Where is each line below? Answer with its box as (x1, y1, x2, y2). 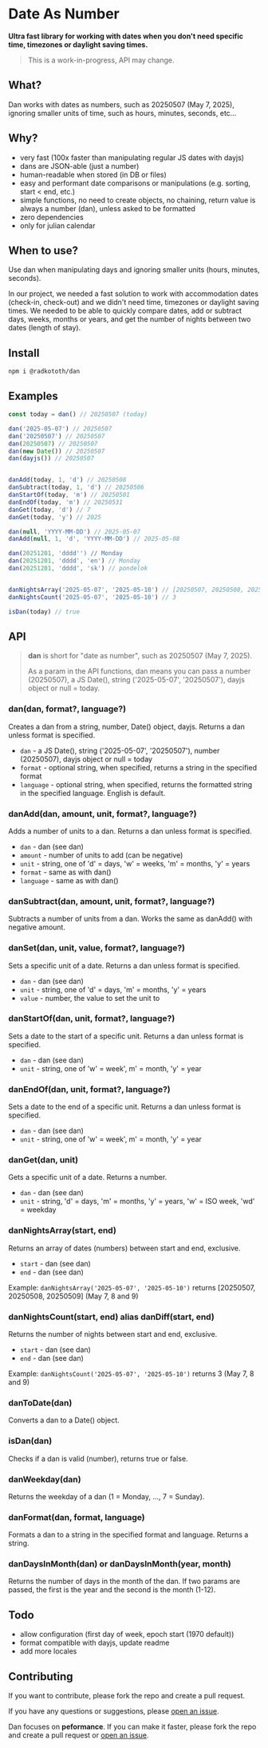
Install (8, 346, 40, 360)
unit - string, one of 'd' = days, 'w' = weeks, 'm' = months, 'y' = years (19, 858, 250, 868)
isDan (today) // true (8, 607, 81, 616)
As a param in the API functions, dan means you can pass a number (27, 666, 251, 676)
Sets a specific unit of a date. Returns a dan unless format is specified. (8, 961, 241, 970)
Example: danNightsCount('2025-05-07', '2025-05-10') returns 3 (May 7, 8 (8, 1369, 254, 1378)
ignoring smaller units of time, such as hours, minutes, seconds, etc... (8, 108, 237, 118)
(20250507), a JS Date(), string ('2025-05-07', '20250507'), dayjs (27, 675, 246, 685)
